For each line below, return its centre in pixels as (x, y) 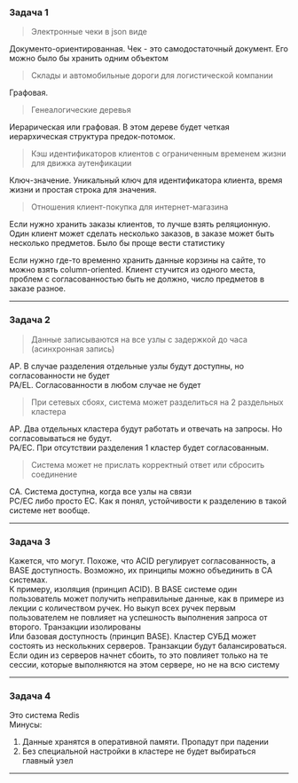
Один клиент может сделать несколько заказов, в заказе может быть (142, 233)
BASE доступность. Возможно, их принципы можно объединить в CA (141, 570)
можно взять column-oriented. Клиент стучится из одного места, (132, 270)
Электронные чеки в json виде (89, 32)
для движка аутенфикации (81, 163)
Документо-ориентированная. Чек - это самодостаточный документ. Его (149, 49)
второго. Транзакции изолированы (75, 627)
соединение (54, 474)
